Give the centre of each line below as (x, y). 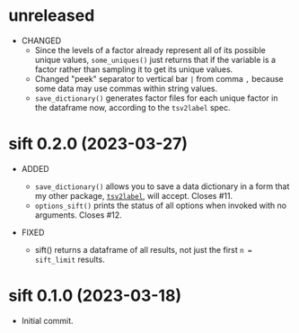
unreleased (52, 16)
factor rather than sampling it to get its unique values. (134, 69)
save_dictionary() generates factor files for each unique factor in (156, 98)
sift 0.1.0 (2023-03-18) (95, 296)
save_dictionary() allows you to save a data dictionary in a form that (162, 186)
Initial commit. (47, 320)
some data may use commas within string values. (126, 88)
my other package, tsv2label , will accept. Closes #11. (134, 195)
